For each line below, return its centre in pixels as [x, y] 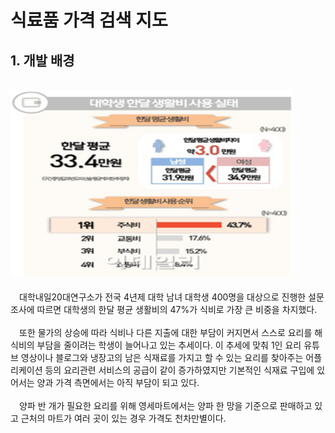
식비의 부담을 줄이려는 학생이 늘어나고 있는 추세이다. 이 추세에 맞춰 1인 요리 [156, 345]
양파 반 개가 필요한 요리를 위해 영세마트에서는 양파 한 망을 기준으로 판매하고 [165, 405]
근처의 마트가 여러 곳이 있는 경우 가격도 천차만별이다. [123, 418]
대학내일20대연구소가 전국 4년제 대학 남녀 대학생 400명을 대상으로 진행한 [162, 297]
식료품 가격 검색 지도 [89, 20]
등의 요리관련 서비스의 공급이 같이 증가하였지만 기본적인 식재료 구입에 [179, 370]
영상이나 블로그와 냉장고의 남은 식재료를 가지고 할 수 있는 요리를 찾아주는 [162, 357]
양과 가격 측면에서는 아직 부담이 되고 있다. [118, 382]
